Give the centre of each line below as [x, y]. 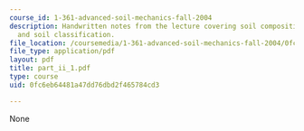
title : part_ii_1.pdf [50, 69]
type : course [34, 77]
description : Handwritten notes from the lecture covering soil [133, 26]
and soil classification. [66, 34]
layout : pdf [32, 60]
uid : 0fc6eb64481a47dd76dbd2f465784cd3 [85, 85]
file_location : [38, 43]
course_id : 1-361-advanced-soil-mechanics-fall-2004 [111, 18]
